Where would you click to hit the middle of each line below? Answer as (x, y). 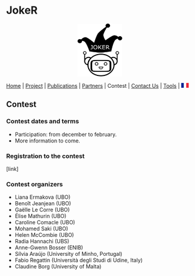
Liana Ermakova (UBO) (43, 197)
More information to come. (47, 141)
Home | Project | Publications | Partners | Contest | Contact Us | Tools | (93, 85)
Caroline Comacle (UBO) (45, 223)
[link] (12, 169)
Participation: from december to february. (66, 134)
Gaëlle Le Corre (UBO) (42, 210)
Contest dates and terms (43, 121)
